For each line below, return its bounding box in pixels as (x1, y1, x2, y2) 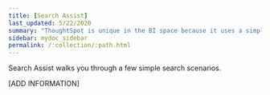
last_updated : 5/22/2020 (8, 19, 92, 27)
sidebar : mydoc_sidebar (8, 34, 88, 42)
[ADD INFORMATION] (8, 79, 80, 89)
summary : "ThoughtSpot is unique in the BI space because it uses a (8, 26, 243, 34)
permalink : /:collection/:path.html (8, 42, 131, 49)
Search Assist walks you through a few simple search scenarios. (8, 63, 222, 73)
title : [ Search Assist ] (8, 11, 88, 20)
